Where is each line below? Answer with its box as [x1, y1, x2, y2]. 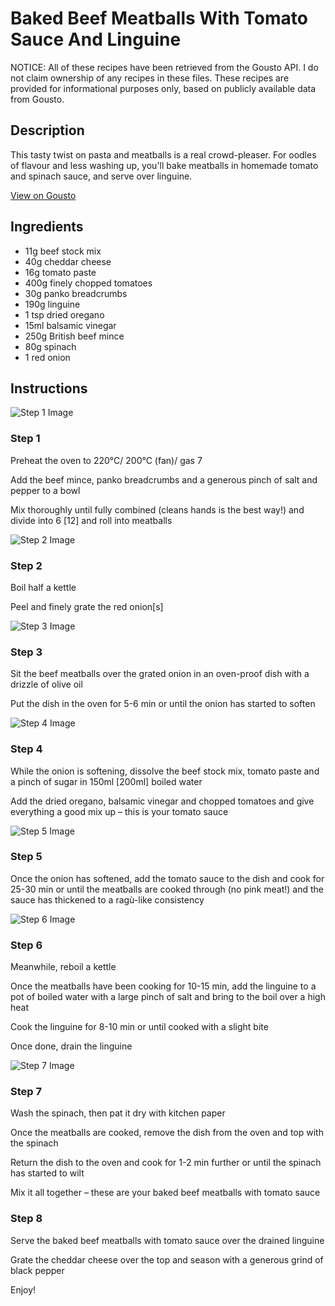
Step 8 [10, 1212, 43, 1226]
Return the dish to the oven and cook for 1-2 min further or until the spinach [10, 1157, 322, 1169]
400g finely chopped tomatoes [24, 277, 153, 289]
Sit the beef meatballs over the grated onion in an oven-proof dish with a [10, 668, 310, 680]
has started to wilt [10, 1167, 85, 1179]
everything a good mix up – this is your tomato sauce [10, 805, 229, 817]
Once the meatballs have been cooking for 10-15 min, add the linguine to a [10, 980, 317, 992]
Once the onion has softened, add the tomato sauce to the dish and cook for [10, 872, 325, 884]
